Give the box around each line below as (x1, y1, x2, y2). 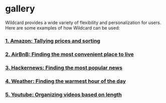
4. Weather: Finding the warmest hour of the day (5, 77, 126, 84)
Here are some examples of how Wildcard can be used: (5, 24, 120, 30)
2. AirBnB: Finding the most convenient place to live (5, 50, 134, 57)
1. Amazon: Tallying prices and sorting (5, 37, 100, 44)
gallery (5, 3, 35, 14)
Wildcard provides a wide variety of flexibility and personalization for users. (5, 19, 161, 25)
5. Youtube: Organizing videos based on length (5, 91, 122, 98)
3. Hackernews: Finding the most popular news (5, 64, 123, 71)
